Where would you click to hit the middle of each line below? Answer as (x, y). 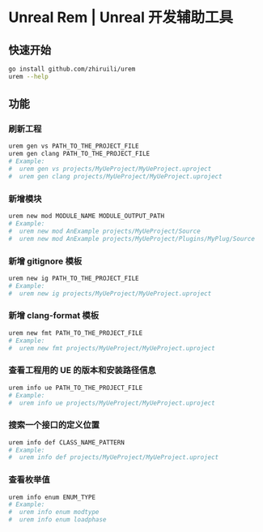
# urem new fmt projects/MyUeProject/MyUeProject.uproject (112, 348)
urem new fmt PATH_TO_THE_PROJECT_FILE (76, 333)
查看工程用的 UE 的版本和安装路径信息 (82, 371)
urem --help (28, 76)
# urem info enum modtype (54, 513)
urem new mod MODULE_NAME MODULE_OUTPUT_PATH (86, 217)
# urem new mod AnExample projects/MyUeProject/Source (104, 231)
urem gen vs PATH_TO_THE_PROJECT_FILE (74, 146)
